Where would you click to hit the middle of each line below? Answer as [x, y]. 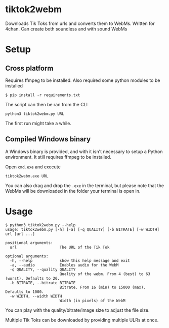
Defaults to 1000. [25, 292]
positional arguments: [29, 243]
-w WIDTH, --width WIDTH [36, 296]
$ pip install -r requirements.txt [43, 95]
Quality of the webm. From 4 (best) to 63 [105, 274]
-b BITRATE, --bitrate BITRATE [43, 283]
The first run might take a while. [38, 123]
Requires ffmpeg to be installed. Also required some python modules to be [83, 80]
